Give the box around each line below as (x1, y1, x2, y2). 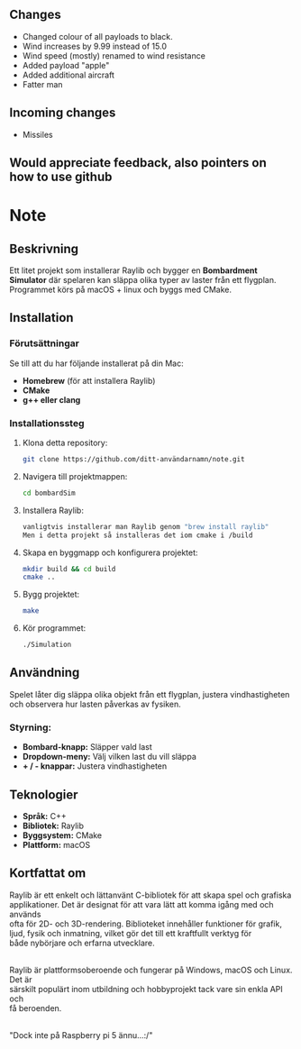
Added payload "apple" (22, 59, 110, 70)
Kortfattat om (9, 865, 87, 881)
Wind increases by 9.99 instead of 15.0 (22, 41, 167, 51)
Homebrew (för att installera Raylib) (22, 375, 156, 386)
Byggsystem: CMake (22, 829, 103, 841)
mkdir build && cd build (22, 564, 116, 573)
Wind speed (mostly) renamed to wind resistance (22, 50, 205, 61)
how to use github (9, 169, 113, 185)
